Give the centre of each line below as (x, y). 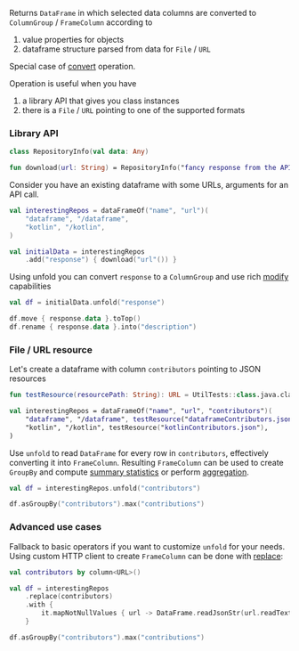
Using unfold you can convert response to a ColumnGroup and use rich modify (149, 277)
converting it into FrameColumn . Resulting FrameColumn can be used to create (147, 462)
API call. (24, 194)
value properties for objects (73, 40)
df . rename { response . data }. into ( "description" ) (103, 327)
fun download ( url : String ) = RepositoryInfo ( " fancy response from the (143, 168)
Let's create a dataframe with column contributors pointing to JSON (135, 370)
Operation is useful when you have (73, 83)
